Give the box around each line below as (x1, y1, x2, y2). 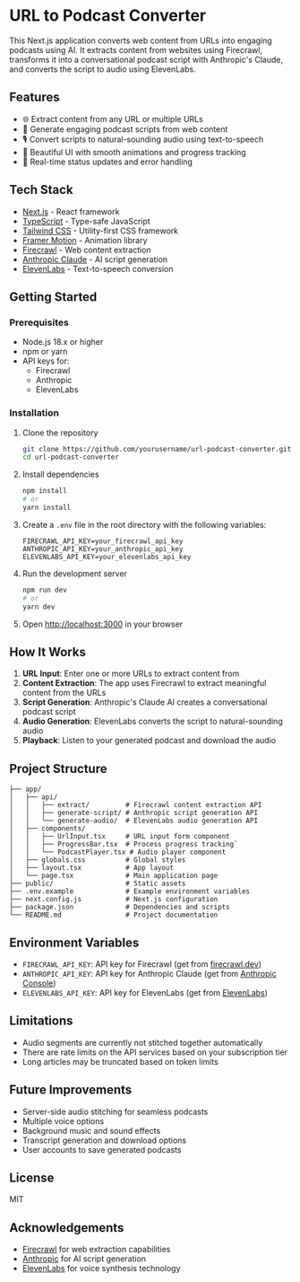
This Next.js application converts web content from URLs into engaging (9, 35, 273, 46)
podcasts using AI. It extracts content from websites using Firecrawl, (9, 44, 262, 55)
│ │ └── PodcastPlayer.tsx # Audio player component (9, 847, 227, 857)
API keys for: (21, 356, 70, 366)
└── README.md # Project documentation (9, 910, 219, 920)
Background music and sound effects (21, 1125, 161, 1136)
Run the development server (21, 567, 128, 579)
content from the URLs (21, 688, 107, 698)
